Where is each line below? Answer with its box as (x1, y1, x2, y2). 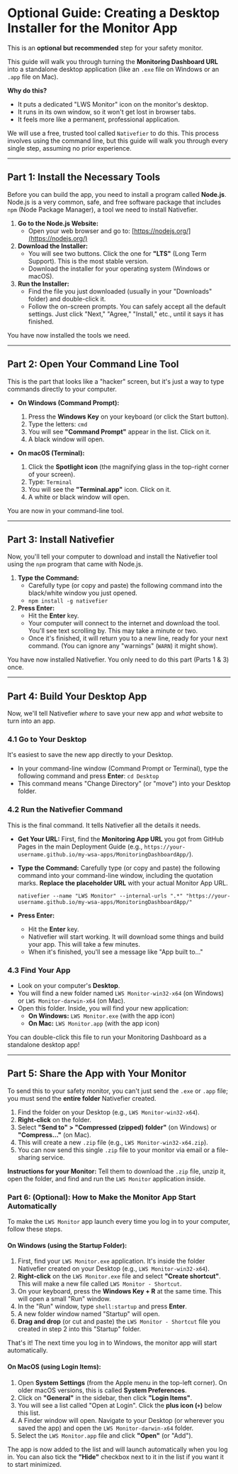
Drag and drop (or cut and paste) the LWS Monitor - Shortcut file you (17, 1317, 221, 1326)
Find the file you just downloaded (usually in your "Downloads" (28, 286, 212, 296)
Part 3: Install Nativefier (7, 533, 115, 545)
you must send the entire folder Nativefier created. (7, 1094, 157, 1102)
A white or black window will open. (28, 493, 130, 501)
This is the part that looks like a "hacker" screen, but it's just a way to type (7, 377, 225, 385)
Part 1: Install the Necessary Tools (7, 171, 161, 183)
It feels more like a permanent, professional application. (17, 115, 180, 124)
